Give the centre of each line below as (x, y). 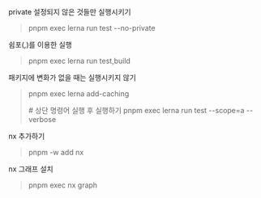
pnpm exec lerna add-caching (79, 94)
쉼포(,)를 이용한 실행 (41, 44)
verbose (42, 119)
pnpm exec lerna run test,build (79, 61)
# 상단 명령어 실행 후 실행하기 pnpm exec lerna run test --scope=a (136, 110)
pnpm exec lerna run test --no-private (92, 28)
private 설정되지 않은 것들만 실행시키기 (70, 12)
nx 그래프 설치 (31, 169)
